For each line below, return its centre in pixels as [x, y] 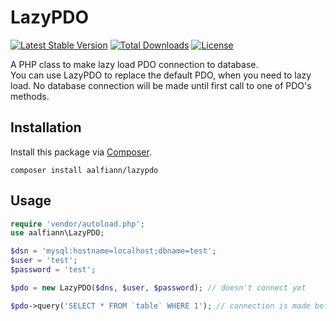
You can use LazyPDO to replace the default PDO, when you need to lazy [161, 75]
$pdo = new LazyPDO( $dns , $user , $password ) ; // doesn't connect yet [158, 287]
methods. [30, 96]
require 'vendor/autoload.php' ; [77, 224]
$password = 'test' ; [53, 270]
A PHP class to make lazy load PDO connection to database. [134, 64]
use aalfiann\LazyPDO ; [57, 233]
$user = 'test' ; [44, 261]
